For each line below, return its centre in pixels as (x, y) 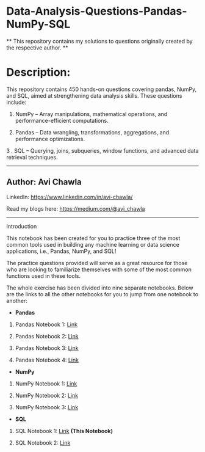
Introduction (22, 226)
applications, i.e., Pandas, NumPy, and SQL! (61, 251)
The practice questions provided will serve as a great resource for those (97, 263)
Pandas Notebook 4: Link (47, 360)
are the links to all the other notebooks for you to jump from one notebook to (103, 294)
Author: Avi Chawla (44, 182)
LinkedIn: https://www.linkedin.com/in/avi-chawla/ (70, 197)
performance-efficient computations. (62, 120)
